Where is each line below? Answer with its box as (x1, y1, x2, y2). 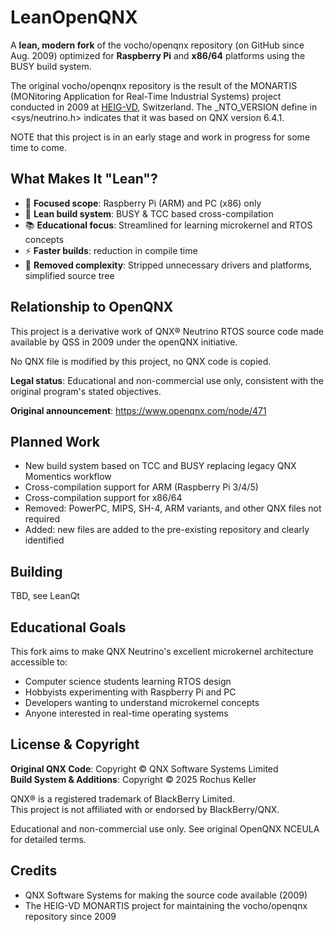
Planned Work (10, 433, 101, 450)
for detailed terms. (10, 833, 87, 845)
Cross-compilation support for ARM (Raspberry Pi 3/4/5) (24, 481, 259, 493)
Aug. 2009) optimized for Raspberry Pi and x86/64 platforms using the (10, 49, 306, 61)
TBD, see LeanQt (10, 590, 80, 602)
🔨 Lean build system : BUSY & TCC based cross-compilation (24, 207, 274, 220)
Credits (10, 862, 58, 880)
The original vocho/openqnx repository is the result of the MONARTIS (10, 79, 298, 91)
